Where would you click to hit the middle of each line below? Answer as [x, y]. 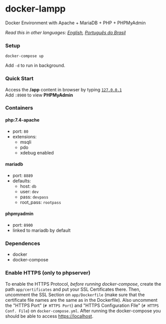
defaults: [22, 181]
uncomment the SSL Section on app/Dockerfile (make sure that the [75, 294]
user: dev [29, 191]
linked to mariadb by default [41, 231]
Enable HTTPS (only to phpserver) [48, 273]
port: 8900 [23, 225]
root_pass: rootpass [40, 202]
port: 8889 [23, 175]
